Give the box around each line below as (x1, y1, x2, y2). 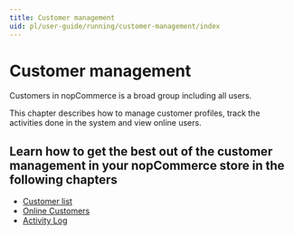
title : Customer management (9, 13, 116, 23)
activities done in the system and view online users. (9, 117, 202, 128)
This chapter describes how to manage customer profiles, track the (9, 108, 261, 118)
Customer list (22, 196, 72, 207)
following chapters (9, 172, 118, 187)
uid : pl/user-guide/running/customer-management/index (9, 22, 221, 31)
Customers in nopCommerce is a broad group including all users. (9, 90, 252, 101)
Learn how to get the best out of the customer (9, 144, 273, 159)
